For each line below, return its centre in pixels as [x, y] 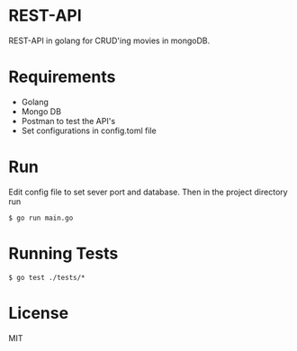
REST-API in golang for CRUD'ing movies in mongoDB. [109, 40]
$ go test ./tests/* [47, 277]
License [39, 313]
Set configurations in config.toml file [89, 130]
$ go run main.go [41, 218]
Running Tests [63, 254]
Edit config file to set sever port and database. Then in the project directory [148, 192]
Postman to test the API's [68, 121]
